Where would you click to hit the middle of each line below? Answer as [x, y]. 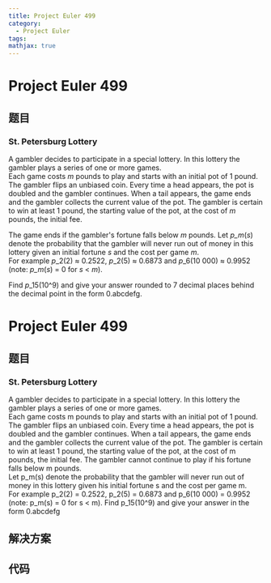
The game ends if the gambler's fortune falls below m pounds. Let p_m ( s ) [131, 235]
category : [25, 23]
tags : [17, 38]
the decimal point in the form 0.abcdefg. [76, 294]
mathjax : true [32, 46]
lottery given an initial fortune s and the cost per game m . [104, 252]
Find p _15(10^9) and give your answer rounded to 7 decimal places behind [131, 285]
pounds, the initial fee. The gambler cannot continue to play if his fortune [130, 459]
